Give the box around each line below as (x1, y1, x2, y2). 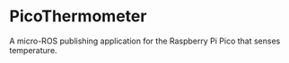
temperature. (9, 44, 57, 55)
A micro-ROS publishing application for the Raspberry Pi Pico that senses (9, 35, 281, 46)
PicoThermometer (9, 6, 147, 27)
